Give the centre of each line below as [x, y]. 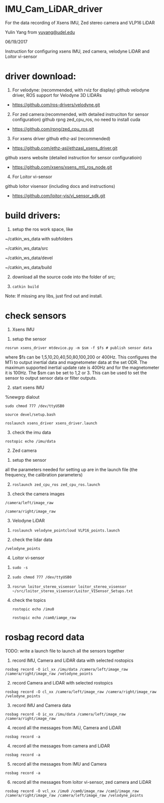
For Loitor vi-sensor [32, 177]
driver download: [41, 76]
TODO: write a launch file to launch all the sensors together [65, 651]
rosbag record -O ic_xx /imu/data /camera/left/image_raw [65, 714]
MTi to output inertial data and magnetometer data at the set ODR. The [76, 362]
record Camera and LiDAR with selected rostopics [62, 683]
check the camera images [38, 494]
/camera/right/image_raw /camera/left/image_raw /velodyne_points [74, 795]
